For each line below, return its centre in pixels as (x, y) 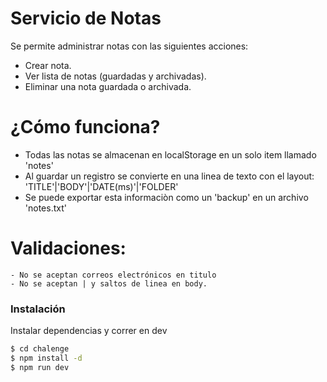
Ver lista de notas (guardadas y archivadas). (115, 76)
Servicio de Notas (86, 18)
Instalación (38, 309)
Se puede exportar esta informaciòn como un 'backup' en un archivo (166, 197)
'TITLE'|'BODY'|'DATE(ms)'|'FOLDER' (101, 186)
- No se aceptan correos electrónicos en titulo (113, 275)
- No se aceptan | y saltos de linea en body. (109, 283)
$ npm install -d (46, 358)
